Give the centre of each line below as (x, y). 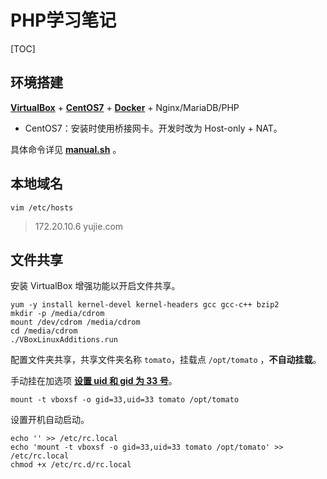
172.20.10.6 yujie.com (79, 226)
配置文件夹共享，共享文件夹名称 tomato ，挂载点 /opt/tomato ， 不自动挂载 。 (166, 360)
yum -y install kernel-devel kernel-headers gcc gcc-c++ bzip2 (145, 305)
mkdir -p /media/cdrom (57, 314)
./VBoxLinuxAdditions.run (64, 340)
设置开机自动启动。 (50, 420)
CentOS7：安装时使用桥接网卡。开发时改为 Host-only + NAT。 (153, 128)
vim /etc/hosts (42, 207)
